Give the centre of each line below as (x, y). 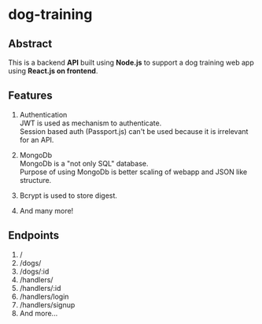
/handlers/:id (40, 288)
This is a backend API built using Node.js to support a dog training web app (131, 62)
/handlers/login (44, 296)
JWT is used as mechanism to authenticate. (90, 123)
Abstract (30, 44)
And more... (39, 313)
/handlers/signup (47, 304)
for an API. (37, 140)
